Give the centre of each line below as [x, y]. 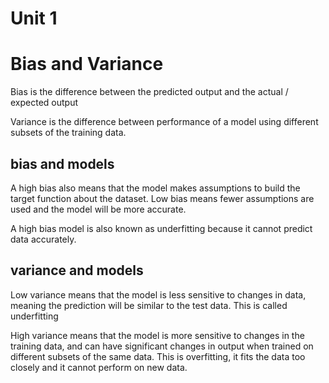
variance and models [77, 270]
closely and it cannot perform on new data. [99, 367]
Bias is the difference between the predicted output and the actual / [149, 92]
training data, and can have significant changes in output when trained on [162, 346]
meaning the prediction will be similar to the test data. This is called [149, 305]
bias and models [62, 163]
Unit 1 [34, 18]
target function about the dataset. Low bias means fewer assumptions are [162, 198]
